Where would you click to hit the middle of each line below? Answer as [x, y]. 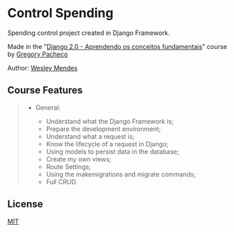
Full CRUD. [62, 181]
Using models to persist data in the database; [112, 152]
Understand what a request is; [90, 136]
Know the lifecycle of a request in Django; [107, 144]
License [25, 204]
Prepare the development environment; [103, 129]
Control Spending [60, 13]
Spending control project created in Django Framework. [89, 33]
